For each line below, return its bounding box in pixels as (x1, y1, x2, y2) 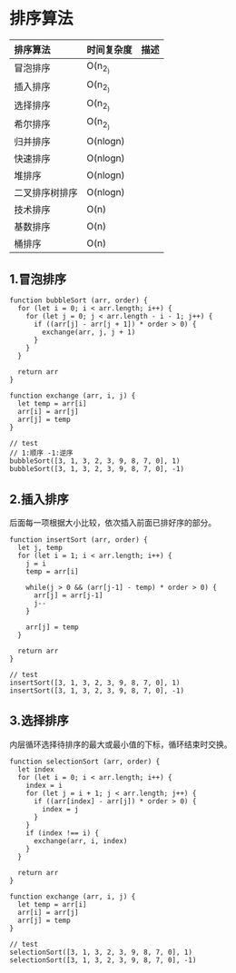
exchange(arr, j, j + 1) (42, 328, 136, 337)
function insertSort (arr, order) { (9, 535, 148, 545)
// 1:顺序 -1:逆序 (9, 448, 74, 458)
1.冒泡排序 (9, 271, 67, 287)
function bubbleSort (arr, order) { (9, 296, 148, 305)
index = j (42, 804, 79, 813)
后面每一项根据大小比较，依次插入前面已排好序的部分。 (9, 516, 216, 527)
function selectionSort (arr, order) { (9, 757, 161, 766)
